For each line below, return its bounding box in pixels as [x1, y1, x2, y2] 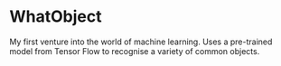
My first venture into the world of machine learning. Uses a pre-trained [9, 36, 273, 47]
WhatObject [9, 6, 102, 27]
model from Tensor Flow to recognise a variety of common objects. [9, 45, 260, 56]
